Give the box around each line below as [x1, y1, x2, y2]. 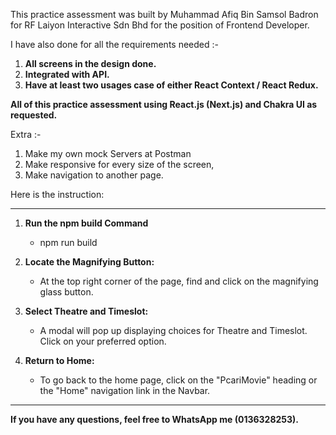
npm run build [39, 237, 98, 248]
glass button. [39, 286, 94, 298]
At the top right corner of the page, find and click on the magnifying [39, 275, 319, 287]
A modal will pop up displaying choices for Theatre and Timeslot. [39, 325, 308, 336]
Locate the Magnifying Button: [24, 256, 155, 268]
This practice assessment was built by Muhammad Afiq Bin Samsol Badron [10, 9, 319, 20]
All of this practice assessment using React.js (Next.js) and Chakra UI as [10, 99, 318, 110]
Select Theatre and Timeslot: [24, 305, 149, 317]
